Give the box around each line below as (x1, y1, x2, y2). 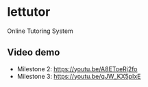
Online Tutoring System (7, 27, 73, 35)
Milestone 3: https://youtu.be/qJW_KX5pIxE (16, 72, 141, 80)
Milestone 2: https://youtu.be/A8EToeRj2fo (16, 64, 138, 73)
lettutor (7, 4, 51, 20)
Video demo (7, 47, 60, 58)
